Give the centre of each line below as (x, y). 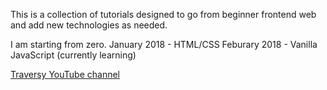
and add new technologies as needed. (89, 25)
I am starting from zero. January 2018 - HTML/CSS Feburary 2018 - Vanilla (164, 44)
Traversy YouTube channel (65, 74)
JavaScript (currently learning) (73, 55)
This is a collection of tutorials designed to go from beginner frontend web (163, 14)
